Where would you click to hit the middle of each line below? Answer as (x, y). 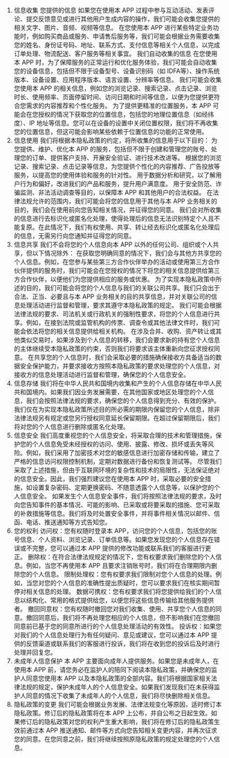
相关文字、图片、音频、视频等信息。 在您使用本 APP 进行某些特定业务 (113, 27)
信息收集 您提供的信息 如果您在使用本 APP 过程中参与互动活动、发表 (111, 10)
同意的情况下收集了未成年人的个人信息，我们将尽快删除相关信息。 (120, 696)
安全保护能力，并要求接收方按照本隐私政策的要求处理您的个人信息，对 (120, 366)
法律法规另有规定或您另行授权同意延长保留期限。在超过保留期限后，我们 (117, 418)
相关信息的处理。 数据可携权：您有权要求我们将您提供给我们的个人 (121, 591)
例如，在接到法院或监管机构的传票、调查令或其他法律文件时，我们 (120, 322)
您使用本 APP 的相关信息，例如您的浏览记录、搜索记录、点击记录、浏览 (116, 88)
